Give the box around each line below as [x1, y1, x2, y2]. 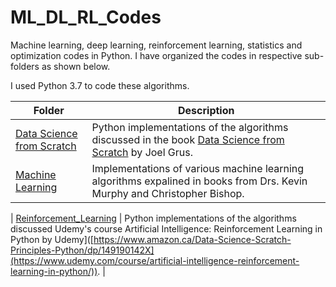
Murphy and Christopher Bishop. [91, 186, 245, 200]
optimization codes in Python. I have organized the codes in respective [10, 49, 303, 61]
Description [178, 103, 235, 117]
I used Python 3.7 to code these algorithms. [10, 79, 190, 91]
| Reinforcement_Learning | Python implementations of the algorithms [10, 212, 297, 224]
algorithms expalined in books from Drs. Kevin [91, 174, 308, 188]
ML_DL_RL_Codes [10, 6, 162, 29]
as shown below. [41, 60, 111, 72]
